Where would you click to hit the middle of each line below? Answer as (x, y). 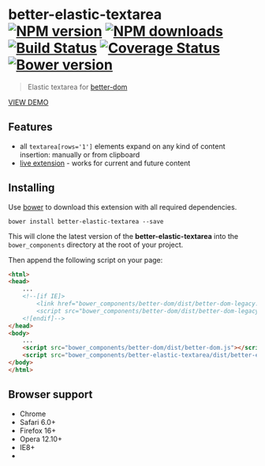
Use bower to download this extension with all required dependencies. (123, 206)
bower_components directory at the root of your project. (96, 244)
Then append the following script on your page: (86, 260)
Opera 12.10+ (41, 439)
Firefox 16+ (38, 430)
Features (30, 127)
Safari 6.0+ (38, 422)
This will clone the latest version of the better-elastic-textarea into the (123, 236)
